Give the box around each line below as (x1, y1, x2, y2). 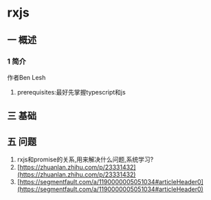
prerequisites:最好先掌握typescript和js (16, 88, 126, 96)
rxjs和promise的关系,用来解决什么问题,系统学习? (16, 155, 154, 163)
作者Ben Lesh (7, 73, 46, 81)
